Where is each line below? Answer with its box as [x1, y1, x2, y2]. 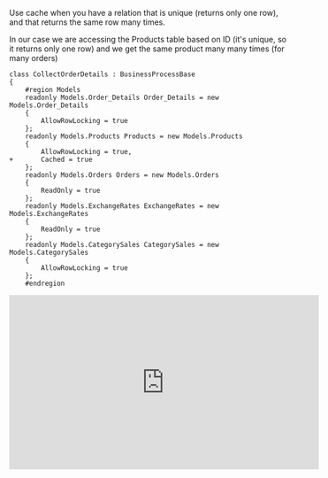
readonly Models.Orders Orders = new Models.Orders [25, 171, 219, 180]
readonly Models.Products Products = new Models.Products [25, 132, 243, 141]
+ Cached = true [9, 155, 93, 164]
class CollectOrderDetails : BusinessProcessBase [9, 70, 196, 79]
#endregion [25, 279, 65, 288]
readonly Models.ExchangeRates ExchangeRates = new [25, 202, 219, 211]
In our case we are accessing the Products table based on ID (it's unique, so [9, 35, 287, 44]
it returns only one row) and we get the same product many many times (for [9, 43, 285, 54]
